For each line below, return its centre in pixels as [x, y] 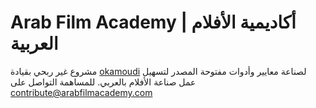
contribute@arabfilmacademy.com [81, 92]
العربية [34, 43]
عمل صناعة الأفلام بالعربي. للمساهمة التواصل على [103, 82]
